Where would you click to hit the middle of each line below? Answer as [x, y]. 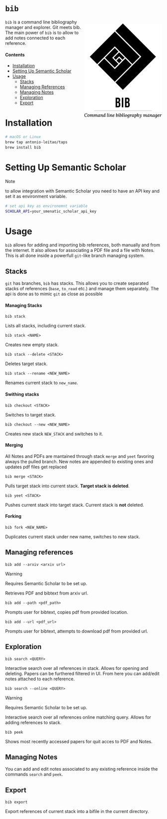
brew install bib [23, 147]
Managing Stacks [24, 305]
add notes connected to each [35, 38]
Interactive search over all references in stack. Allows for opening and [77, 668]
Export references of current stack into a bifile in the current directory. [77, 812]
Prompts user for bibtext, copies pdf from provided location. [67, 612]
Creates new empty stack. [32, 345]
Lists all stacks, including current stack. [45, 326]
